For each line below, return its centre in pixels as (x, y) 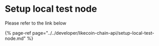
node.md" (15, 38)
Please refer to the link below (36, 23)
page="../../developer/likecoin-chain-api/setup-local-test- (93, 33)
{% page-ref (18, 33)
